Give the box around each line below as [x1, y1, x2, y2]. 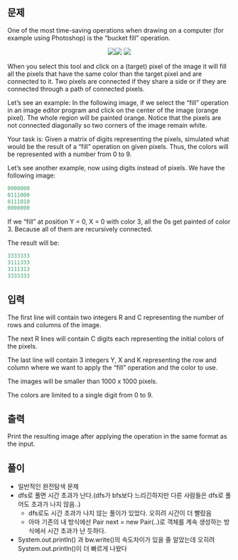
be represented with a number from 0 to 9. [7, 150, 132, 158]
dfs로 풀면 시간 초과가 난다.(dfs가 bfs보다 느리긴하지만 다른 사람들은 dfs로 [17, 491, 224, 500]
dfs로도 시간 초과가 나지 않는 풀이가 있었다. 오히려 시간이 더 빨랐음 [28, 509, 212, 517]
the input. [7, 439, 36, 449]
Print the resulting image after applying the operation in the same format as [7, 432, 227, 441]
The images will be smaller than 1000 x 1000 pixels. [7, 377, 158, 385]
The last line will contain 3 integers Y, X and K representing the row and [7, 356, 217, 364]
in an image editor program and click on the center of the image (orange [7, 106, 219, 114]
